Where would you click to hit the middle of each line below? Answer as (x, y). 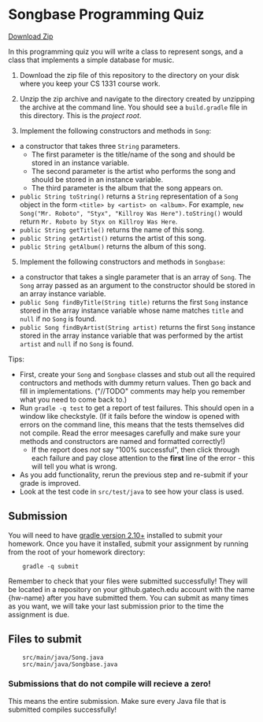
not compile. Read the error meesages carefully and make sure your (130, 433)
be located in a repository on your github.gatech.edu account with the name (131, 589)
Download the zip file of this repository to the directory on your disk (130, 75)
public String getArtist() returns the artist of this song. (113, 238)
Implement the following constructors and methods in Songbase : (122, 261)
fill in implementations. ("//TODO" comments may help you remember (132, 391)
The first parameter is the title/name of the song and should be (133, 154)
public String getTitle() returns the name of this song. (112, 229)
